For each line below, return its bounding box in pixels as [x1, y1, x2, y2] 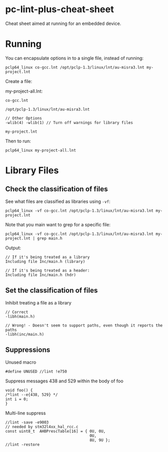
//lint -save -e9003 [5, 419, 49, 425]
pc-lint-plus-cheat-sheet [5, 4, 114, 15]
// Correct [5, 309, 29, 315]
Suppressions [5, 346, 50, 354]
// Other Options [5, 115, 42, 120]
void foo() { [5, 387, 33, 393]
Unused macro [5, 359, 37, 365]
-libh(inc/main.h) [5, 332, 44, 337]
